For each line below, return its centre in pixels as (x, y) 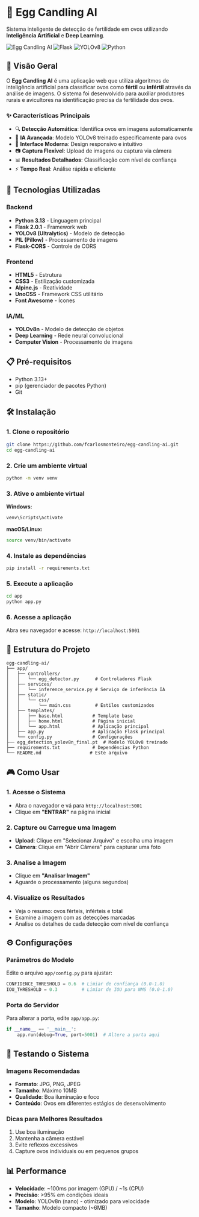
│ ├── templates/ (31, 711)
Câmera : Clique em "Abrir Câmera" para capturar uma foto (88, 847)
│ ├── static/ (26, 695)
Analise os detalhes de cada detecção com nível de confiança (92, 924)
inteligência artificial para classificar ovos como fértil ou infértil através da (99, 87)
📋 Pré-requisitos (39, 362)
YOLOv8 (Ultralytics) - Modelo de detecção (70, 233)
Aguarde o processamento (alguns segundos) (72, 882)
